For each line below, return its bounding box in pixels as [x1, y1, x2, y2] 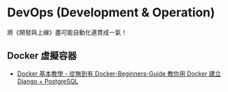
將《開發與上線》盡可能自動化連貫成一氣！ [7, 28, 127, 36]
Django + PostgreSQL [16, 77, 79, 85]
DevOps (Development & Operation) [7, 5, 216, 20]
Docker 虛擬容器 [7, 50, 77, 62]
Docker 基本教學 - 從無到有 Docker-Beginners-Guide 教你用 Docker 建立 [16, 70, 221, 78]
